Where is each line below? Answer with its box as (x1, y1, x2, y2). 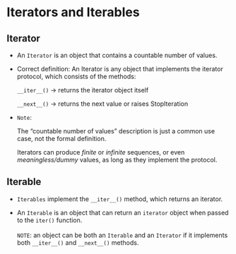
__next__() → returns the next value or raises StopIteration (16, 99, 189, 108)
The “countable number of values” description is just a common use (16, 127, 216, 135)
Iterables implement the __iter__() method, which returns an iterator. (16, 195, 223, 203)
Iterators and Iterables (6, 4, 140, 20)
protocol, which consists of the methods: (16, 72, 136, 80)
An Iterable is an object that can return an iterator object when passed (16, 208, 229, 217)
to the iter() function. (16, 216, 83, 224)
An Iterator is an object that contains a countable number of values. (16, 51, 218, 59)
